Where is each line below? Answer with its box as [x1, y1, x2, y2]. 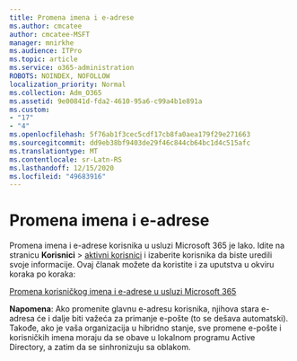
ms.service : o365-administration [9, 64, 135, 73]
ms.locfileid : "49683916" [9, 172, 106, 180]
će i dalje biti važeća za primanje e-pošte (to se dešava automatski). [36, 313, 289, 324]
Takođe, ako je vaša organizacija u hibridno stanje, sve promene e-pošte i [9, 322, 282, 333]
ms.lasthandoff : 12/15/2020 [9, 163, 115, 172]
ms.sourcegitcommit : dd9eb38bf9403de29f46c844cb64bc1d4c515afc [9, 138, 251, 147]
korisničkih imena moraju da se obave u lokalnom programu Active [9, 332, 256, 343]
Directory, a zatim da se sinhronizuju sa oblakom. [9, 342, 191, 353]
